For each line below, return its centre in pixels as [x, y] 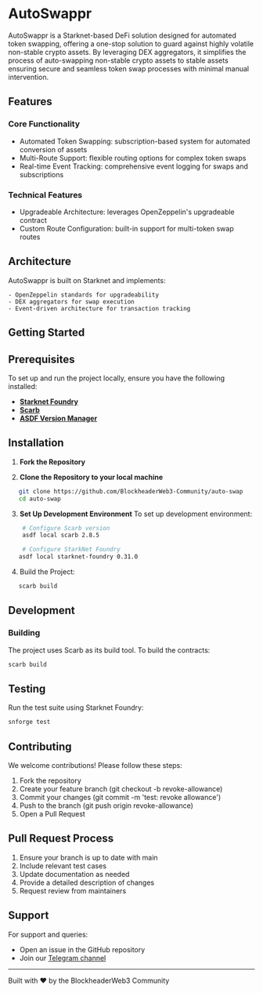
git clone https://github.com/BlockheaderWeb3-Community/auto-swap [131, 491]
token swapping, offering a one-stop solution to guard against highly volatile [131, 43]
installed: [23, 386]
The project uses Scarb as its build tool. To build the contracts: [109, 650]
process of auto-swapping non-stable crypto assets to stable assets [118, 60]
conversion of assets [53, 149]
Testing [27, 688]
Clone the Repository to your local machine [91, 477]
